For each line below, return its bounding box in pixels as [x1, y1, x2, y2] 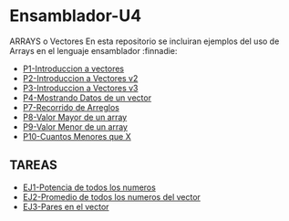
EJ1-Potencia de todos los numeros [22, 182, 157, 193]
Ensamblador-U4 [9, 5, 142, 26]
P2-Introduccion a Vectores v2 [22, 72, 139, 83]
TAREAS [9, 157, 57, 174]
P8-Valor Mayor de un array [22, 111, 128, 122]
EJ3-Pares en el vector [22, 201, 109, 212]
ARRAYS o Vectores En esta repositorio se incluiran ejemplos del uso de [9, 36, 280, 47]
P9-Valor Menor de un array [22, 121, 128, 132]
